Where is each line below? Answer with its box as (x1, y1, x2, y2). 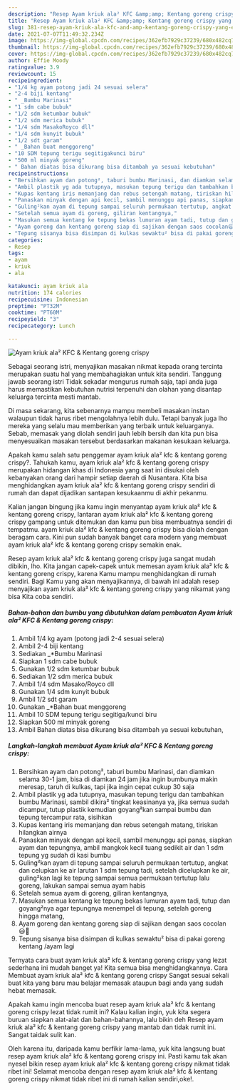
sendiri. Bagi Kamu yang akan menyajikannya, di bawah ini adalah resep (8, 577, 219, 585)
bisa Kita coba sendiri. (8, 592, 74, 600)
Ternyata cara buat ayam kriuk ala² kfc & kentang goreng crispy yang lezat (8, 956, 227, 964)
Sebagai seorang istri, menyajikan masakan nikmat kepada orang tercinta (8, 362, 223, 370)
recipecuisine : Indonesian (8, 296, 88, 303)
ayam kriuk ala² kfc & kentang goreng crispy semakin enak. (8, 540, 182, 549)
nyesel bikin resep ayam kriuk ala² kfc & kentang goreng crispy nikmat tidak (8, 1059, 231, 1068)
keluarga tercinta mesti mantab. (8, 392, 101, 401)
